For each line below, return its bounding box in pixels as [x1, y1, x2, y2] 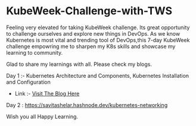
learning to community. [6, 49, 63, 56]
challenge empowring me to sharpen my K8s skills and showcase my [6, 43, 176, 50]
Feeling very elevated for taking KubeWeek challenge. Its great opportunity [6, 24, 190, 31]
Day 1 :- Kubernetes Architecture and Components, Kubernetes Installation [6, 72, 189, 79]
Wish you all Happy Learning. [6, 113, 79, 120]
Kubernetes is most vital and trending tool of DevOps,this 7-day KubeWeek [6, 36, 190, 43]
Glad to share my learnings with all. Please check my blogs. [6, 61, 152, 68]
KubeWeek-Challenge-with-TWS [6, 4, 173, 18]
